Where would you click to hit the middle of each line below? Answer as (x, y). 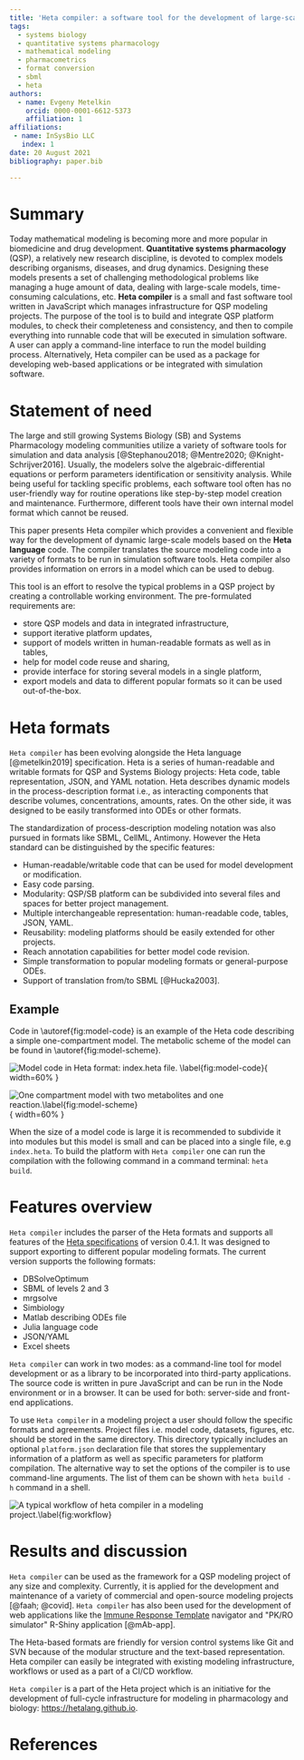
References (53, 1745)
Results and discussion (99, 1551)
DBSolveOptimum (55, 1279)
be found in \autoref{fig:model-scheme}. (85, 1051)
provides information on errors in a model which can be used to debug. (142, 569)
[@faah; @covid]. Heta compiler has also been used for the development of (150, 1605)
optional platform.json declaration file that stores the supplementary (138, 1449)
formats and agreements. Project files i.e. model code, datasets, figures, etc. (152, 1430)
